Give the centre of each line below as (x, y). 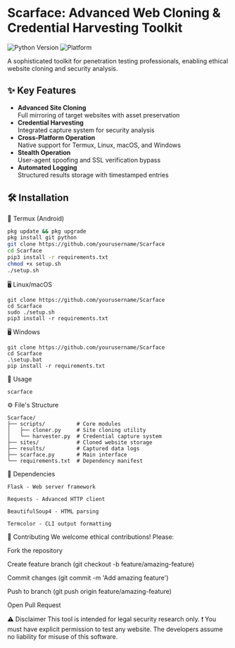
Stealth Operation (44, 152)
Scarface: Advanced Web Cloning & (114, 13)
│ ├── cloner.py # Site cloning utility (77, 430)
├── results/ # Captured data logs (74, 448)
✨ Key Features (42, 90)
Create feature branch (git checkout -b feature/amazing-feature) (101, 564)
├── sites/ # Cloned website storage (80, 442)
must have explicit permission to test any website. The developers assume (115, 629)
